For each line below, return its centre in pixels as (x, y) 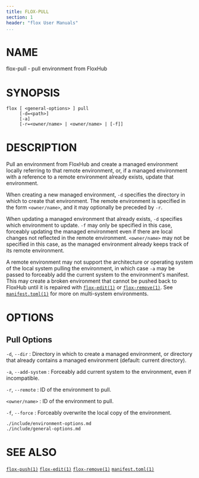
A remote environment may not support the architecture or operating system (99, 262)
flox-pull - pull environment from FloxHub (57, 68)
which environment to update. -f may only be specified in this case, (89, 225)
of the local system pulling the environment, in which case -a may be (91, 268)
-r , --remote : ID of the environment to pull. (59, 390)
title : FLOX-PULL (28, 12)
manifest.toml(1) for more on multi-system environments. (78, 294)
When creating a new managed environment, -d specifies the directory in (96, 195)
